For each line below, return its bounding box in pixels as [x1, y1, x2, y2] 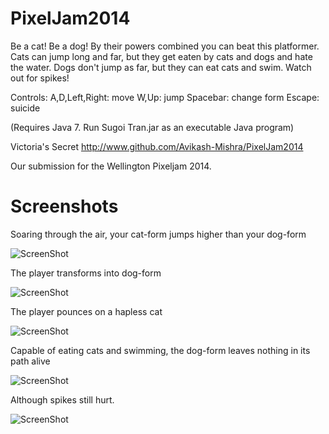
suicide [10, 102, 41, 114]
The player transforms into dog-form [10, 267, 162, 279]
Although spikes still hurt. [10, 393, 115, 406]
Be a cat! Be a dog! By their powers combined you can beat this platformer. [10, 40, 320, 52]
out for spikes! [10, 72, 70, 84]
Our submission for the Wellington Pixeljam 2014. [10, 160, 212, 172]
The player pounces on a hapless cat [10, 305, 163, 317]
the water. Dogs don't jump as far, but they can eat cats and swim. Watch [10, 61, 312, 73]
